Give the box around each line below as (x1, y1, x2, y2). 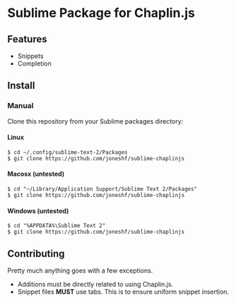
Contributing (7, 247, 65, 259)
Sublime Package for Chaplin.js (7, 5, 196, 21)
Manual (7, 101, 34, 111)
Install (7, 80, 35, 92)
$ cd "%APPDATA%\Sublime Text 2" (7, 222, 106, 230)
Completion (17, 59, 52, 68)
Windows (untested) (7, 206, 69, 215)
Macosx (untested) (7, 170, 65, 178)
